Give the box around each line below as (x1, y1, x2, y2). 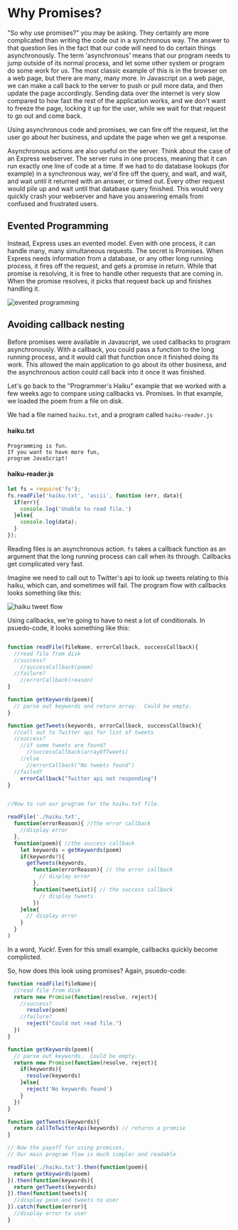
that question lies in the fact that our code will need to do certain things (7, 43, 217, 52)
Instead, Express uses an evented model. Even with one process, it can (7, 239, 216, 247)
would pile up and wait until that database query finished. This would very (7, 184, 224, 193)
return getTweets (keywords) (13, 1183, 97, 1191)
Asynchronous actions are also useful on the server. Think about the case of (7, 146, 231, 155)
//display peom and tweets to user (13, 1197, 119, 1204)
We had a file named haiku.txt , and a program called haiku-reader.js (7, 410, 213, 419)
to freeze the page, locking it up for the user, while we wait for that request (7, 104, 226, 112)
